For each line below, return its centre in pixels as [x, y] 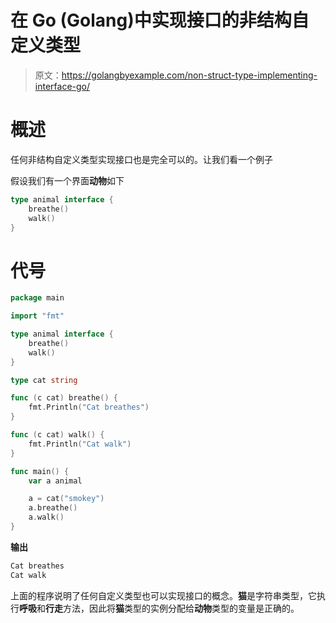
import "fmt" [37, 316]
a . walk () [46, 517]
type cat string [44, 380]
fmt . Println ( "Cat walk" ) [80, 444]
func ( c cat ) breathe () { [64, 398]
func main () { [40, 471]
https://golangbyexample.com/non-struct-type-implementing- [189, 75]
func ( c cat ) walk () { [57, 435]
